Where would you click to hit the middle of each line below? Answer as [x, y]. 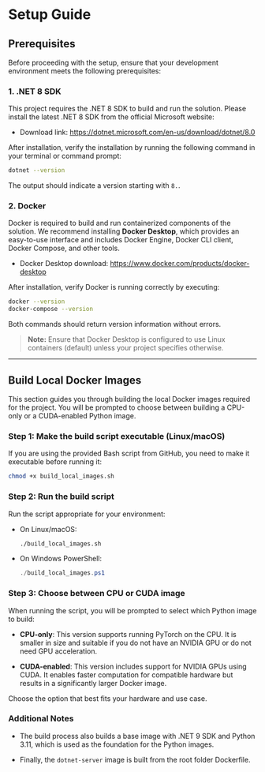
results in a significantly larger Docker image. [93, 683]
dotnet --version [37, 171]
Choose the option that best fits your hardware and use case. [108, 698]
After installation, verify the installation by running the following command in [132, 148]
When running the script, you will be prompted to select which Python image [132, 610]
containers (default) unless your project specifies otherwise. [125, 348]
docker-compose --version [50, 309]
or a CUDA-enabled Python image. [80, 416]
